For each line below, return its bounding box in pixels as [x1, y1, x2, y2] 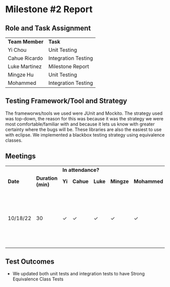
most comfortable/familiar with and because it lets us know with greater [5, 121, 155, 127]
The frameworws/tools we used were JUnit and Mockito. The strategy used [5, 110, 163, 116]
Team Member [8, 38, 44, 45]
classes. [5, 137, 23, 143]
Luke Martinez [8, 63, 42, 70]
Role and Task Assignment [5, 24, 91, 33]
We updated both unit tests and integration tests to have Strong [12, 270, 145, 276]
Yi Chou [8, 47, 27, 53]
